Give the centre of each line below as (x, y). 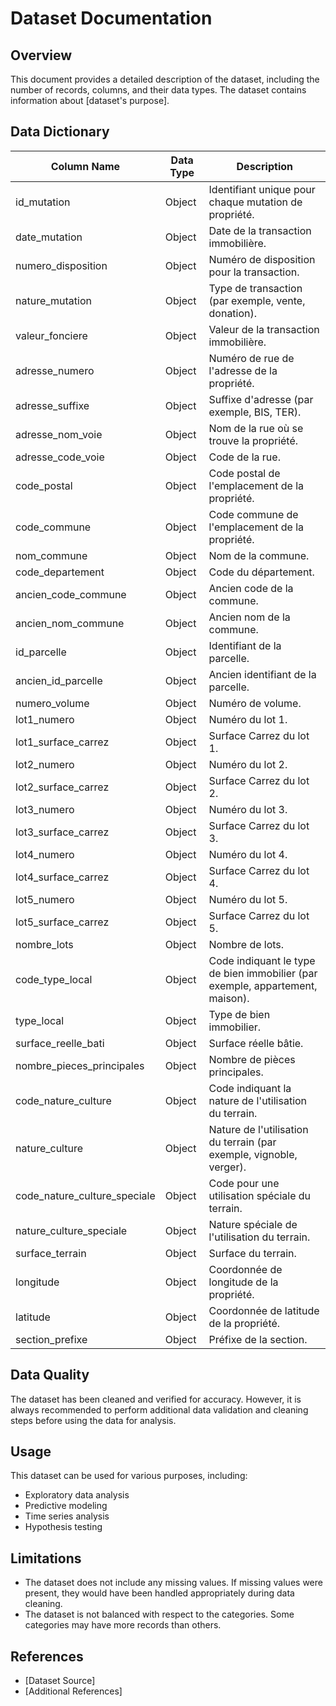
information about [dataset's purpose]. (90, 100)
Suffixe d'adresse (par (261, 399)
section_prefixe (51, 1339)
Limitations (46, 1558)
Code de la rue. (244, 457)
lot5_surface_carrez (62, 922)
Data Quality (50, 1375)
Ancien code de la (251, 588)
